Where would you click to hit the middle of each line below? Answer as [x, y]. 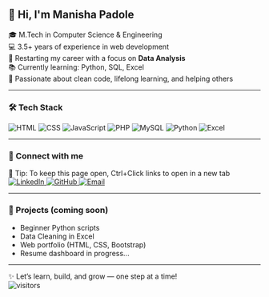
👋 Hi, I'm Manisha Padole [71, 15]
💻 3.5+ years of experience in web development [89, 46]
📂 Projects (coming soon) [58, 211]
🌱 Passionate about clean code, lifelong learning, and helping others [121, 78]
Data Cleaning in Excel [57, 236]
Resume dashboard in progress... [74, 253]
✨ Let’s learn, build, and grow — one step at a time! [93, 276]
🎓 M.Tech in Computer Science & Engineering [85, 34]
